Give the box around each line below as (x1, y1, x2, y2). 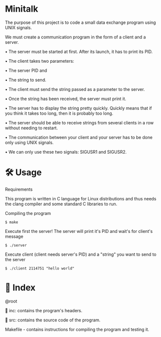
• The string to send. (5, 77, 46, 83)
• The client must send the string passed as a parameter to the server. (5, 86, 145, 92)
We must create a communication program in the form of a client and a (5, 34, 146, 40)
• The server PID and (5, 67, 47, 73)
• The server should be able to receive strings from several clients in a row (5, 120, 154, 125)
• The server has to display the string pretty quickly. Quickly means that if (5, 105, 152, 111)
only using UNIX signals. (5, 140, 54, 145)
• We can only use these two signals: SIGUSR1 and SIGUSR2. (5, 149, 127, 155)
